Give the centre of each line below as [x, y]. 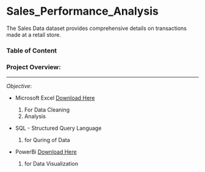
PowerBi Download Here [46, 152]
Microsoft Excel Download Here [55, 98]
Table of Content [32, 50]
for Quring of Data [47, 140]
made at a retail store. [34, 34]
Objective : [19, 86]
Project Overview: [34, 67]
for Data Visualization [51, 164]
